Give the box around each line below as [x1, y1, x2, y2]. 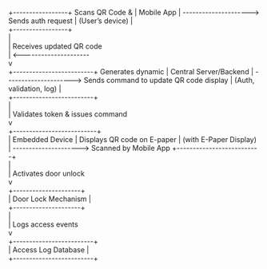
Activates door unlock [12, 168, 86, 178]
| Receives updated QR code [8, 42, 102, 51]
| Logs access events [8, 220, 78, 229]
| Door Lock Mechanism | [8, 194, 92, 204]
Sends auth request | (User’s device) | [8, 16, 133, 26]
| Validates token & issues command [8, 109, 128, 119]
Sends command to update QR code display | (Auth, [83, 76, 255, 85]
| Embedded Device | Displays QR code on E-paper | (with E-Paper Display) [8, 135, 257, 144]
